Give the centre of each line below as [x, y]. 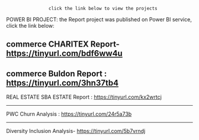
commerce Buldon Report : [57, 74]
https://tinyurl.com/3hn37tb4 [62, 83]
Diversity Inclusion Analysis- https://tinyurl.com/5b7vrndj [76, 131]
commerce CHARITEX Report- [63, 44]
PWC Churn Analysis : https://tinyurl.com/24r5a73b [69, 114]
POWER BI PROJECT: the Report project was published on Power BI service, [99, 19]
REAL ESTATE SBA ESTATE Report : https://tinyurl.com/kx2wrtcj [84, 97]
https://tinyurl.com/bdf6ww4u [64, 53]
